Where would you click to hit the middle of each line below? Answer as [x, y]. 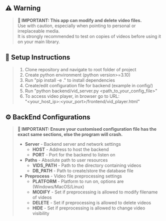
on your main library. [38, 42]
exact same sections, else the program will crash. [70, 134]
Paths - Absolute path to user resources [66, 160]
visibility [41, 213]
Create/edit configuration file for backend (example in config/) [89, 85]
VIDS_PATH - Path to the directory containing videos [87, 165]
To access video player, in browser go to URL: [72, 96]
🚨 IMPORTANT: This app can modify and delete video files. [79, 20]
